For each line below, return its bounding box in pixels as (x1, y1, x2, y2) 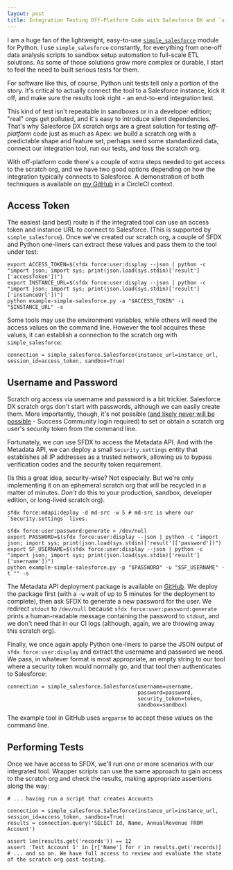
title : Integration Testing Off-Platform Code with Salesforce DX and (7, 17, 216, 24)
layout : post (7, 10, 45, 17)
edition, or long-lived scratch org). (7, 496, 105, 504)
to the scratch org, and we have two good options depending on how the (7, 165, 216, 173)
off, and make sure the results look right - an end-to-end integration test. (7, 93, 215, 102)
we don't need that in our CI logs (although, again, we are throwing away (7, 620, 215, 628)
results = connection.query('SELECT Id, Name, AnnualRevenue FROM (7, 819, 203, 826)
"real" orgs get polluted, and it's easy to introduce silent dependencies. (7, 114, 212, 122)
